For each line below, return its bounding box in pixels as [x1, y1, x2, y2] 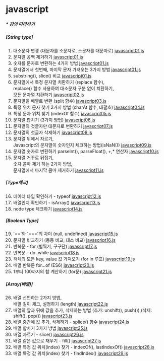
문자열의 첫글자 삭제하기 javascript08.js [13, 129, 92, 135]
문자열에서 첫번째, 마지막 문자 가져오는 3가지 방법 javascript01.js [13, 66, 141, 73]
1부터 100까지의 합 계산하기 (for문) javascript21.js [13, 268, 112, 275]
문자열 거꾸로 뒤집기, [13, 155, 54, 161]
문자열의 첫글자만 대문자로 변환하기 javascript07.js [13, 123, 113, 129]
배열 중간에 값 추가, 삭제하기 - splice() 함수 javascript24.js [13, 319, 129, 325]
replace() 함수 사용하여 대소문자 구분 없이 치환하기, [13, 85, 114, 91]
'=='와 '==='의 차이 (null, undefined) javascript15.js [13, 231, 118, 237]
